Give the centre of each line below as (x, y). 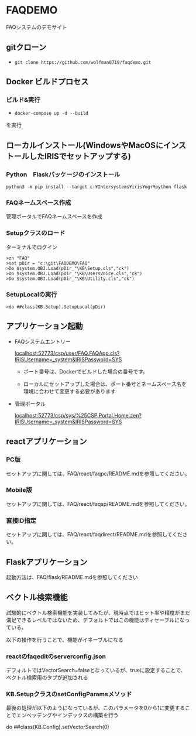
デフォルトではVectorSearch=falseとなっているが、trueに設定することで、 (96, 670)
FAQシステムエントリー (43, 341)
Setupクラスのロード (36, 233)
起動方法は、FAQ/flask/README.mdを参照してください (72, 577)
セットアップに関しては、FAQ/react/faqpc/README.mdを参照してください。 (98, 473)
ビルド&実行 (23, 100)
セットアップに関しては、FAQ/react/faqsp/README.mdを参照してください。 (98, 504)
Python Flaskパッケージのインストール (63, 174)
